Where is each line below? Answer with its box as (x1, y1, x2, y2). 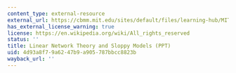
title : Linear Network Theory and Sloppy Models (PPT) (7, 42, 171, 49)
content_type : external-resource (7, 10, 105, 17)
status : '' (7, 36, 39, 43)
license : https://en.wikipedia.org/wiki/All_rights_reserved (7, 29, 190, 37)
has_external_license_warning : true (7, 23, 114, 30)
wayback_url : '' (7, 56, 55, 63)
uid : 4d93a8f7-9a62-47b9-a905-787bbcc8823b (7, 49, 137, 56)
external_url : (7, 17, 49, 24)
